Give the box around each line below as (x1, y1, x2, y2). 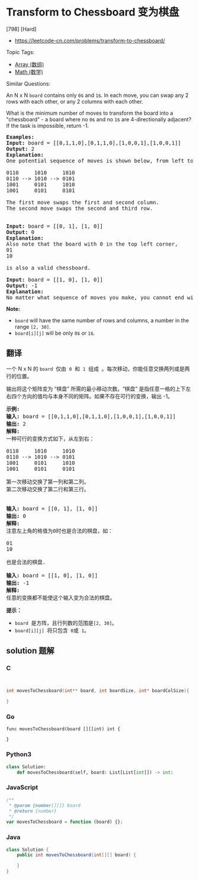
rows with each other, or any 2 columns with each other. (6, 98, 143, 105)
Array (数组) (14, 61, 44, 68)
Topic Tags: (6, 48, 35, 55)
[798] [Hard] (6, 25, 37, 33)
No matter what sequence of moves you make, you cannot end (6, 294, 185, 301)
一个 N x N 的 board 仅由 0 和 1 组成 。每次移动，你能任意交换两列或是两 (6, 365, 190, 372)
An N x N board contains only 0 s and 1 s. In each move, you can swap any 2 (6, 92, 189, 99)
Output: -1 (6, 282, 38, 289)
